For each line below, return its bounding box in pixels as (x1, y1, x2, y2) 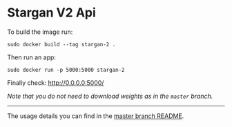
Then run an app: (7, 53, 57, 61)
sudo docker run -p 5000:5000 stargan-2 (7, 66, 126, 73)
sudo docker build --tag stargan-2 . (7, 41, 116, 48)
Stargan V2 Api (7, 5, 97, 21)
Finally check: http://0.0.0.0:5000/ (7, 78, 104, 87)
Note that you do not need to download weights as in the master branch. (7, 92, 213, 100)
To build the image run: (7, 28, 73, 36)
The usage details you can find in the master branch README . (7, 112, 184, 120)
